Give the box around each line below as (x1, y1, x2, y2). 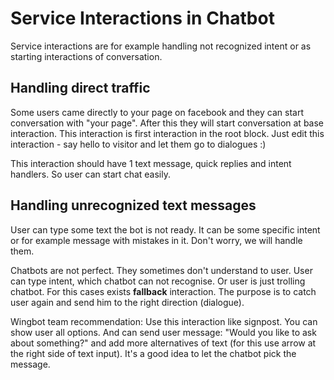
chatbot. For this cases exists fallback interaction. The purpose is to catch (10, 285, 317, 297)
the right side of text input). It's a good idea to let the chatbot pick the (10, 347, 297, 359)
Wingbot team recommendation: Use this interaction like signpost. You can (10, 315, 318, 327)
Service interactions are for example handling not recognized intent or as (10, 40, 312, 52)
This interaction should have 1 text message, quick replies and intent (10, 157, 292, 169)
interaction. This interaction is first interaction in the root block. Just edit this (10, 127, 325, 139)
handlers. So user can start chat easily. (10, 168, 171, 180)
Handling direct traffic (10, 80, 151, 97)
